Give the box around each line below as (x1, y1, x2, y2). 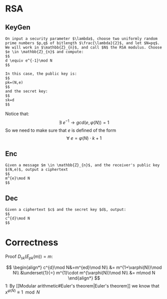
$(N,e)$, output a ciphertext (5, 167, 68, 172)
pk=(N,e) (5, 80, 23, 85)
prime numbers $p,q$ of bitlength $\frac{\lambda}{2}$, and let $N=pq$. (5, 41, 160, 46)
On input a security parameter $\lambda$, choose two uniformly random (5, 36, 157, 41)
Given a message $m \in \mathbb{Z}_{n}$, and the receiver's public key (5, 163, 160, 168)
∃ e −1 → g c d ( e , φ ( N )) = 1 (58, 119, 109, 125)
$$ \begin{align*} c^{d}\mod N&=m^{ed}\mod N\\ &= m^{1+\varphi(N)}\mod (6, 264, 162, 270)
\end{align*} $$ (67, 275, 100, 281)
